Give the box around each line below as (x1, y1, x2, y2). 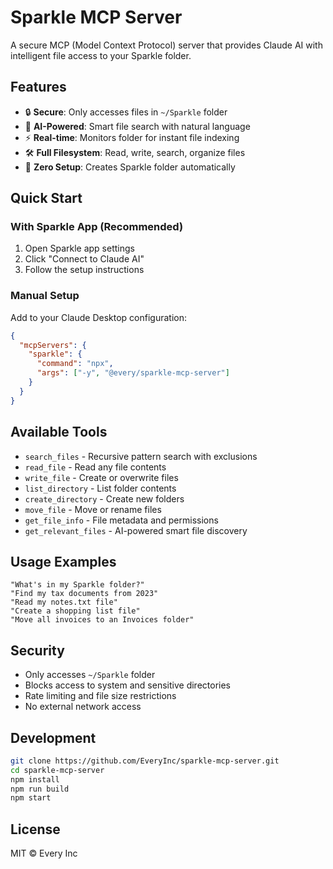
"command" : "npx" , (36, 359, 114, 369)
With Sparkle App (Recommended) (10, 220, 184, 234)
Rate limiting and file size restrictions (24, 690, 177, 702)
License (10, 821, 61, 838)
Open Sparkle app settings (24, 242, 135, 255)
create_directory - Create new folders (24, 492, 185, 505)
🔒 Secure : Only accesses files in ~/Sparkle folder (24, 106, 228, 118)
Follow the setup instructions (24, 264, 145, 276)
